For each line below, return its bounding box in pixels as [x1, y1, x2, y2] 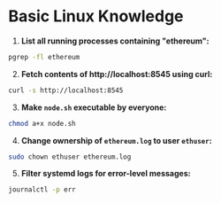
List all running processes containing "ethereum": [20, 35, 210, 46]
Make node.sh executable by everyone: [20, 102, 167, 113]
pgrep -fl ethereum [8, 52, 80, 61]
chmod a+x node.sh [8, 119, 76, 128]
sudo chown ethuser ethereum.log [8, 152, 132, 161]
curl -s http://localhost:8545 [8, 86, 124, 95]
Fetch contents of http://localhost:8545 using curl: [20, 68, 213, 79]
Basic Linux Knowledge [8, 6, 184, 27]
